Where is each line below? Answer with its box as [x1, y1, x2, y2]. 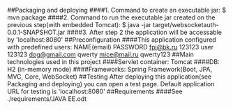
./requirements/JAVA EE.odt [7, 95, 87, 103]
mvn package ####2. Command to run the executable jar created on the [7, 13, 216, 22]
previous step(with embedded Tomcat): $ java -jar [7, 21, 151, 29]
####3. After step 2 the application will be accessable [66, 28, 222, 36]
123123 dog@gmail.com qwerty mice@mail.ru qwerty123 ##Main [7, 50, 194, 58]
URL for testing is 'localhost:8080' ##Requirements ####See [7, 87, 183, 95]
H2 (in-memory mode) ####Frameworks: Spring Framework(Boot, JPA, [7, 65, 213, 73]
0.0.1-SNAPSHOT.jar [7, 28, 66, 36]
